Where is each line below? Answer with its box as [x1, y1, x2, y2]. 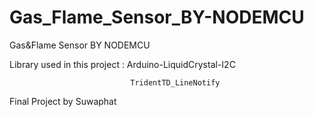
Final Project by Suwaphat [9, 95, 117, 107]
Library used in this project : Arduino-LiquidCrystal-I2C [9, 58, 236, 70]
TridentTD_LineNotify [130, 77, 221, 88]
